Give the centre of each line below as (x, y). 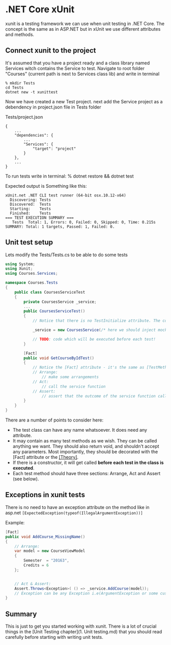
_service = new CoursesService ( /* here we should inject (94, 330)
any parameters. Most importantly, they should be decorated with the (85, 452)
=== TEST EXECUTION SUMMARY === (39, 218)
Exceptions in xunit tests (45, 495)
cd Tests (15, 87)
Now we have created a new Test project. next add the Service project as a (84, 101)
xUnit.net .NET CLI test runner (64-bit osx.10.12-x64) (66, 195)
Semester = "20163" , (47, 561)
